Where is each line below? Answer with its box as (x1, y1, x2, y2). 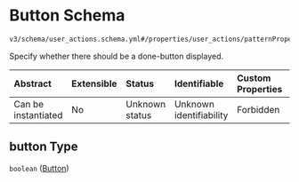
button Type (9, 139, 78, 154)
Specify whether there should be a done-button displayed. (9, 51, 224, 61)
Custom (237, 72, 271, 84)
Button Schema (9, 5, 125, 26)
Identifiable (174, 77, 224, 90)
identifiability (174, 108, 229, 121)
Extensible (70, 77, 117, 90)
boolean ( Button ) (9, 162, 69, 173)
